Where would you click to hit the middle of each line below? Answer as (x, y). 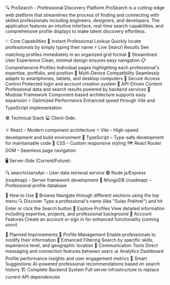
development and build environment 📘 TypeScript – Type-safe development (84, 137)
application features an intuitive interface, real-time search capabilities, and (84, 26)
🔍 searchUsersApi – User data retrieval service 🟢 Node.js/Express (76, 173)
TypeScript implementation (34, 108)
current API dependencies (33, 277)
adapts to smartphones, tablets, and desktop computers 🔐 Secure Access (83, 78)
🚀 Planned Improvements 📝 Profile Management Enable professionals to (81, 235)
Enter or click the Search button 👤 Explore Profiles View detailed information (85, 208)
